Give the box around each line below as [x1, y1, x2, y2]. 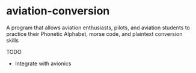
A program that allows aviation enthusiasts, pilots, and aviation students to [6, 24, 191, 31]
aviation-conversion [6, 4, 110, 18]
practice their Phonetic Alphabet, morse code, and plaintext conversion [6, 30, 183, 37]
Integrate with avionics [14, 60, 72, 67]
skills [6, 36, 19, 44]
